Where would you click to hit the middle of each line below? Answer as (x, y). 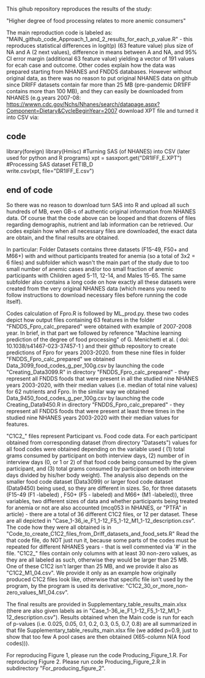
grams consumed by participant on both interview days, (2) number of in (98, 455)
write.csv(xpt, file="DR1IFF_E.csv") (50, 170)
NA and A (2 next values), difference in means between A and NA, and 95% (102, 52)
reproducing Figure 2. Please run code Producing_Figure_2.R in (86, 661)
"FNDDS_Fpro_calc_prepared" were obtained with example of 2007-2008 (99, 326)
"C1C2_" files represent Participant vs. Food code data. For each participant (102, 436)
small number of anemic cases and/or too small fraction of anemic (90, 269)
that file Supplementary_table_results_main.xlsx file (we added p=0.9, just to (102, 630)
